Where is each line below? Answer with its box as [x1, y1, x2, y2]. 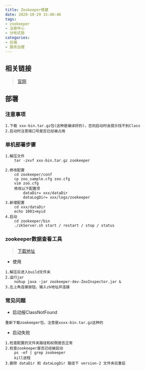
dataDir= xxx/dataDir [23, 190, 68, 195]
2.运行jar [5, 274, 24, 280]
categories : [5, 35, 30, 40]
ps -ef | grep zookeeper [14, 350, 66, 355]
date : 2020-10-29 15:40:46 [5, 12, 61, 17]
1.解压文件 [5, 153, 25, 159]
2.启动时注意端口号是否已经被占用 [5, 128, 66, 134]
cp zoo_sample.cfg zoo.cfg [14, 176, 70, 181]
